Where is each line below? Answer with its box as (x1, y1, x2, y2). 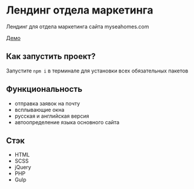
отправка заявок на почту (14, 100, 81, 107)
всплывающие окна (14, 106, 65, 113)
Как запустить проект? (6, 51, 96, 62)
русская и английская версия (14, 112, 89, 120)
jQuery (14, 164, 31, 171)
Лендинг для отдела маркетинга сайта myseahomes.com (6, 23, 149, 30)
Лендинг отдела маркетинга (6, 4, 153, 17)
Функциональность (6, 84, 83, 94)
